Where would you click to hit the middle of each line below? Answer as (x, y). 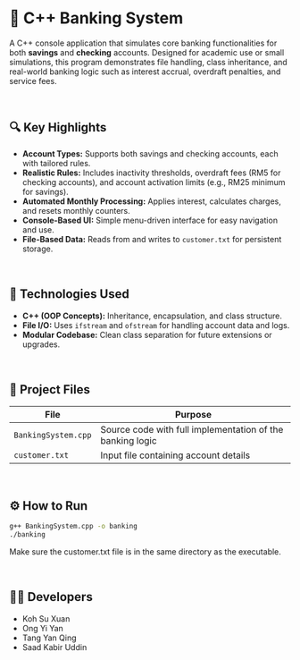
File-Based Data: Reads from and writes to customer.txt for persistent (152, 239)
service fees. (33, 80)
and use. (38, 229)
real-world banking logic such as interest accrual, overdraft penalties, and (145, 72)
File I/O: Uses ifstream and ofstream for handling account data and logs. (156, 325)
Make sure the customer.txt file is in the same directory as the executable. (145, 551)
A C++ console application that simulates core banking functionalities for (143, 43)
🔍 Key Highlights (58, 127)
